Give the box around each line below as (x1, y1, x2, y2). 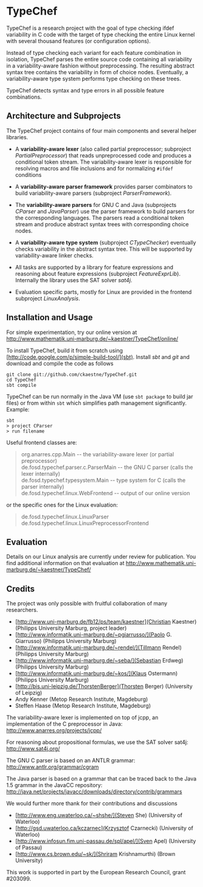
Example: (6, 406, 30, 413)
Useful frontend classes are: (6, 439, 77, 446)
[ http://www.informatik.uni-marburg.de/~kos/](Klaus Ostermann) (15, 670, 178, 677)
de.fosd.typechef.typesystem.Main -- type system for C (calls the (21, 476, 186, 484)
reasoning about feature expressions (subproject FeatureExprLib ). (15, 270, 181, 277)
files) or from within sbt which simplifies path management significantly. (6, 399, 187, 406)
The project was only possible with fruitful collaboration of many (6, 600, 168, 607)
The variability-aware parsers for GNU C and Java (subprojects (15, 201, 177, 208)
